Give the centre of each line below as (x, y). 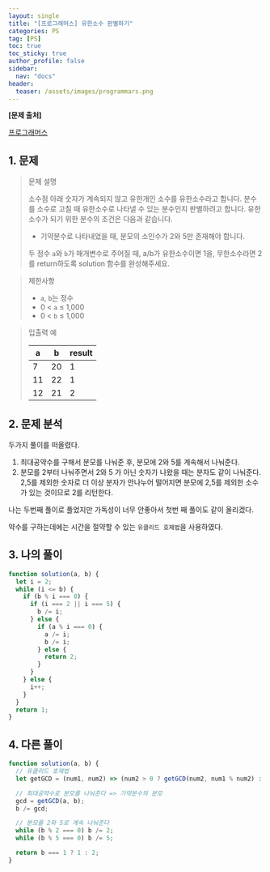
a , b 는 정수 (57, 298)
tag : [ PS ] (25, 38)
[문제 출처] (25, 115)
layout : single (34, 16)
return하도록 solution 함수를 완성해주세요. (103, 263)
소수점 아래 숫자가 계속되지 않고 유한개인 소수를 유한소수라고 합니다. (135, 199)
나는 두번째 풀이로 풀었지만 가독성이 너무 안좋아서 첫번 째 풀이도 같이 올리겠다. (131, 510)
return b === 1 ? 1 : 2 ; (57, 853)
